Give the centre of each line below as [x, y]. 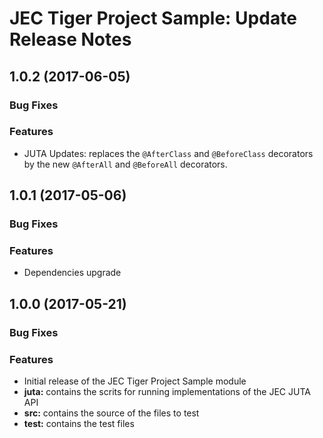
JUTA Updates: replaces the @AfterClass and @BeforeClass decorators [168, 153]
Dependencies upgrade [72, 273]
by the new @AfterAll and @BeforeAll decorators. [125, 164]
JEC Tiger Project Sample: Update [153, 18]
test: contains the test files [79, 424]
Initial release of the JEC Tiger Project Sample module [135, 381]
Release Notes [70, 39]
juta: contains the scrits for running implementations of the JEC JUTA [167, 392]
